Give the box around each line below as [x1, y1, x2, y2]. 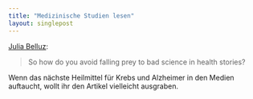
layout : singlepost [8, 19, 74, 27]
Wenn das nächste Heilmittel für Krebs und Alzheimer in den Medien [8, 72, 235, 82]
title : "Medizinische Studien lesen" [8, 11, 135, 20]
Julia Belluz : [8, 41, 49, 51]
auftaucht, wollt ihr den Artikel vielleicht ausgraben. [8, 81, 179, 91]
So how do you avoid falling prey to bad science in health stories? [27, 57, 247, 67]
